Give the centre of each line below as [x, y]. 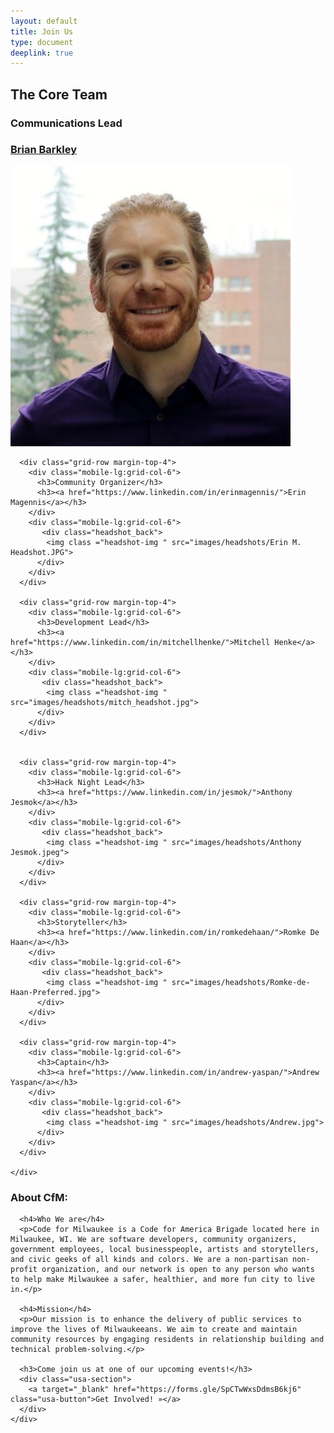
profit [24, 1270]
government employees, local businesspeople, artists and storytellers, [165, 1250]
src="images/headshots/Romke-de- [241, 982]
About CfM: [39, 1197]
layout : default [44, 21]
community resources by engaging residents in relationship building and [167, 1340]
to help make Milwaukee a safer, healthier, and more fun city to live [162, 1280]
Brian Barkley [44, 150]
